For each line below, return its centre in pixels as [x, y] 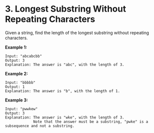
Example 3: [16, 100]
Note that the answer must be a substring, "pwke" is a [91, 122]
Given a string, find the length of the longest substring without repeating [77, 33]
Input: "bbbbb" [20, 83]
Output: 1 [15, 87]
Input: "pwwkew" [21, 109]
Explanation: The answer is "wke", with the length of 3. [65, 117]
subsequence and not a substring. [40, 126]
